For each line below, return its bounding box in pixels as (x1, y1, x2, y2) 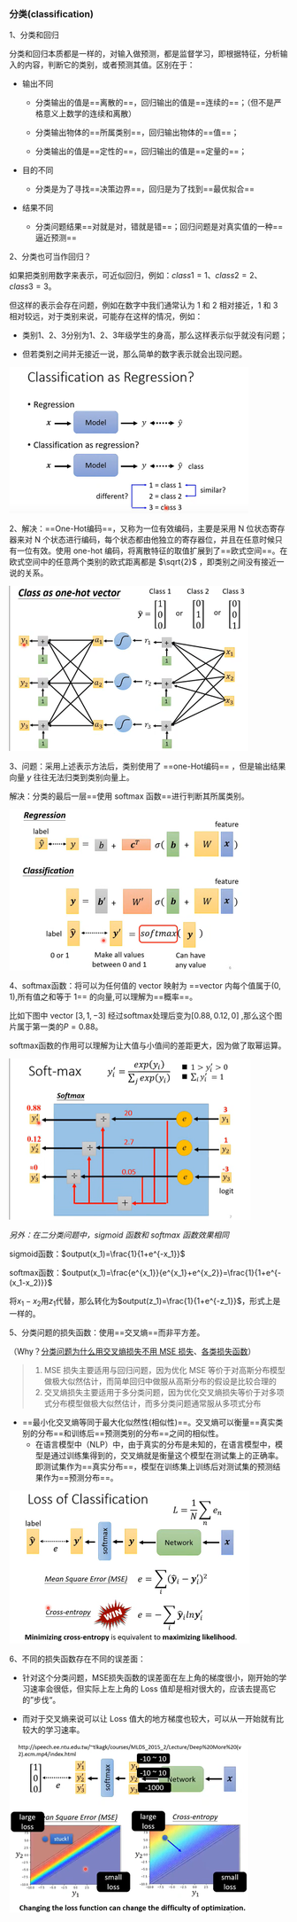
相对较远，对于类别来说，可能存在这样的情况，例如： (9, 311, 203, 322)
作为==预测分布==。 (42, 1473, 118, 1483)
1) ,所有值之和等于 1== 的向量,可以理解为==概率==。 (9, 991, 198, 1002)
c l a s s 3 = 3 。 (9, 281, 57, 292)
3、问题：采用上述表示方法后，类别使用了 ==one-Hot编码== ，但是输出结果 (9, 761, 286, 771)
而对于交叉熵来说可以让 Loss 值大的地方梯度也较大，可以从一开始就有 (21, 1713, 277, 1723)
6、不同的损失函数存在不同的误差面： (9, 1653, 146, 1664)
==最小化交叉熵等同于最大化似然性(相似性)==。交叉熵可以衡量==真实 (21, 1417, 276, 1428)
